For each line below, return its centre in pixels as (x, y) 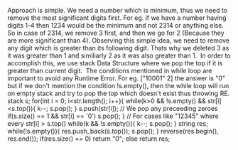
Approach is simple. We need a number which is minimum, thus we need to (118, 10)
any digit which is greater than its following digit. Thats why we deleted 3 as (118, 48)
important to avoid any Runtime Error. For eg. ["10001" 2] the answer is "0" (117, 78)
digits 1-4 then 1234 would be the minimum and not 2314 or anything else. (115, 25)
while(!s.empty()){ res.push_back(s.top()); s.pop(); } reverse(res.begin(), (113, 131)
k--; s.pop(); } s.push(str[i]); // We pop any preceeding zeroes (128, 108)
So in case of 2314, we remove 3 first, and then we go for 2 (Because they (116, 33)
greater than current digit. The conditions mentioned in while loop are (110, 71)
